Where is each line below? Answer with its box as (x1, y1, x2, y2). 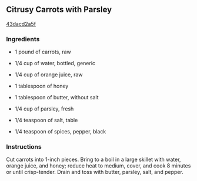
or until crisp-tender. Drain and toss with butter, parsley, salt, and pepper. (6, 169, 183, 176)
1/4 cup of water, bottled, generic (14, 60, 96, 67)
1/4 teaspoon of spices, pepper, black (14, 128, 106, 135)
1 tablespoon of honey (14, 82, 69, 90)
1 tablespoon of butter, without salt (14, 94, 99, 101)
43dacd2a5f (6, 20, 36, 27)
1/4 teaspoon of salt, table (14, 117, 78, 124)
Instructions (6, 143, 42, 151)
